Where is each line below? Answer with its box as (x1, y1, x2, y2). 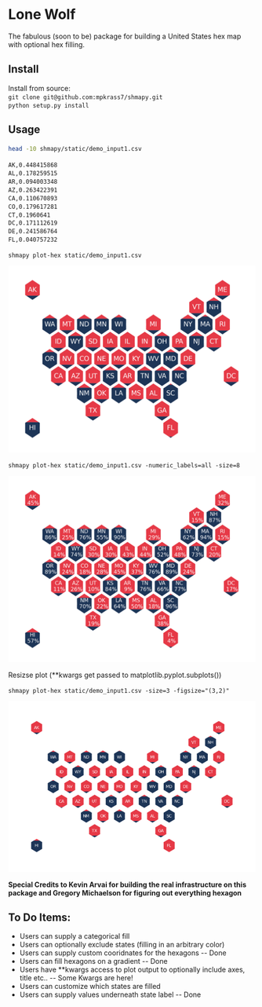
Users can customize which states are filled (19, 982, 161, 991)
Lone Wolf (8, 5, 76, 24)
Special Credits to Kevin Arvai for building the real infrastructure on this (8, 880, 247, 889)
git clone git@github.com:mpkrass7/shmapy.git (8, 93, 163, 101)
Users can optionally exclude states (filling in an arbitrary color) (19, 940, 225, 950)
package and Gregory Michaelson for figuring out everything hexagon (8, 888, 242, 897)
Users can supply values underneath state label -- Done (19, 990, 202, 999)
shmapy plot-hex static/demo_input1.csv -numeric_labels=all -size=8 (8, 462, 241, 470)
